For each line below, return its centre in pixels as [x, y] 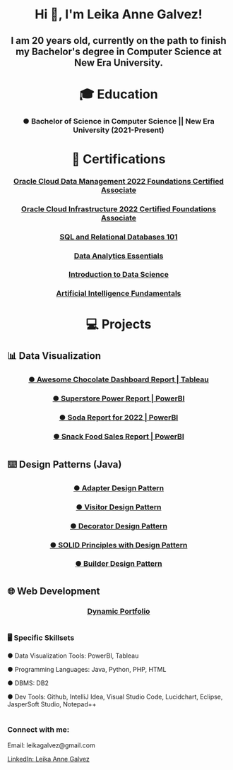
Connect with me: [38, 730]
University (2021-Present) [119, 130]
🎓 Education [119, 94]
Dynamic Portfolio [119, 611]
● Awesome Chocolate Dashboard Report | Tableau [119, 379]
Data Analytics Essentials [119, 256]
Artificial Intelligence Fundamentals [119, 294]
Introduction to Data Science [119, 275]
